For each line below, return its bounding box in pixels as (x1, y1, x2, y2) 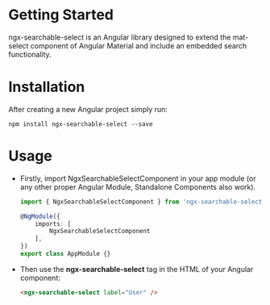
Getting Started (8, 6, 114, 24)
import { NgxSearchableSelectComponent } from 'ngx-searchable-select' (19, 198, 266, 206)
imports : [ (35, 219, 72, 228)
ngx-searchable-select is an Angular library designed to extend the (8, 32, 231, 42)
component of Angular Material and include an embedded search (30, 40, 247, 50)
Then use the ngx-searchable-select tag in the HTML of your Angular (19, 264, 254, 274)
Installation (8, 78, 85, 96)
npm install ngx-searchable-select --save (8, 119, 153, 128)
